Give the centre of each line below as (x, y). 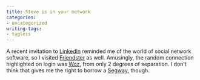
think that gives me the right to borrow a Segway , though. (78, 70)
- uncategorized (27, 23)
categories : (21, 17)
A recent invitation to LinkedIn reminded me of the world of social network (99, 51)
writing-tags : (24, 29)
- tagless (19, 34)
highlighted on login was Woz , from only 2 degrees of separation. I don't (96, 64)
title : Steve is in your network (48, 12)
